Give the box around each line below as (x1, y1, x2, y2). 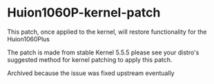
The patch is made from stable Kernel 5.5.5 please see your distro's (7, 48, 200, 56)
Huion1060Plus (7, 34, 50, 43)
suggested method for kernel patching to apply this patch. (7, 55, 173, 63)
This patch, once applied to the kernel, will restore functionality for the (7, 28, 207, 36)
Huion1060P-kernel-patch (7, 5, 161, 21)
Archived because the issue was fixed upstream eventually (7, 69, 175, 77)
